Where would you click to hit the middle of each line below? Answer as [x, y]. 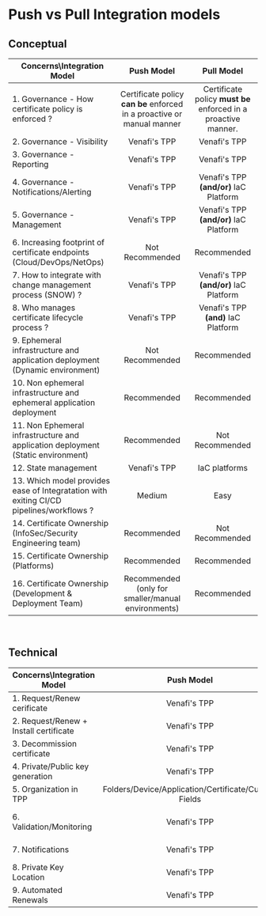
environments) [152, 608]
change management [52, 285]
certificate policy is [47, 109]
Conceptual [38, 44]
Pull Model [223, 71]
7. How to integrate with [57, 275]
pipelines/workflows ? [53, 510]
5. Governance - [44, 215]
